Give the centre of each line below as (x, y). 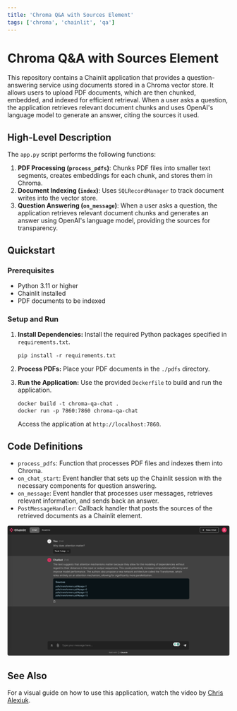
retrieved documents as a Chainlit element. (80, 516)
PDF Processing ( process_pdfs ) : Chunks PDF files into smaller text (114, 168)
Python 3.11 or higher (48, 285)
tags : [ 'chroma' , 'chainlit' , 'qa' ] (61, 22)
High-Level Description (59, 137)
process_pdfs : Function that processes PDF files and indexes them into (120, 463)
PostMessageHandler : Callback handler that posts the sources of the (115, 508)
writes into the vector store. (57, 198)
